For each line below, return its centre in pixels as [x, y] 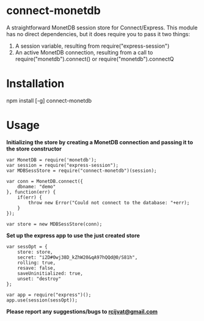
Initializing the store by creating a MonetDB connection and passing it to [100, 142]
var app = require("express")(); [49, 295]
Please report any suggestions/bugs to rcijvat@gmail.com [82, 311]
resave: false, [37, 268]
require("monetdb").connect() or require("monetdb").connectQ [94, 59]
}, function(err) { [31, 192]
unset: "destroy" [39, 279]
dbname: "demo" [37, 186]
